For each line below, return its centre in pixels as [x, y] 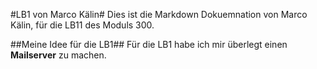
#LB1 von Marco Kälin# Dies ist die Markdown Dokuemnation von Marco [159, 14]
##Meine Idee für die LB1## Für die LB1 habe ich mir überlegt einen [149, 44]
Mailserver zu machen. [58, 55]
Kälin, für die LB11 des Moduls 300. [82, 25]
